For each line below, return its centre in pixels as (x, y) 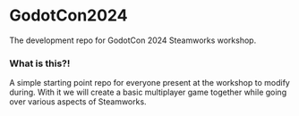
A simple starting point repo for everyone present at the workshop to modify (150, 83)
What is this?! (40, 63)
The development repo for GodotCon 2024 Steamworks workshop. (133, 40)
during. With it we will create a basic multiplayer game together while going (148, 92)
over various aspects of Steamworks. (78, 102)
